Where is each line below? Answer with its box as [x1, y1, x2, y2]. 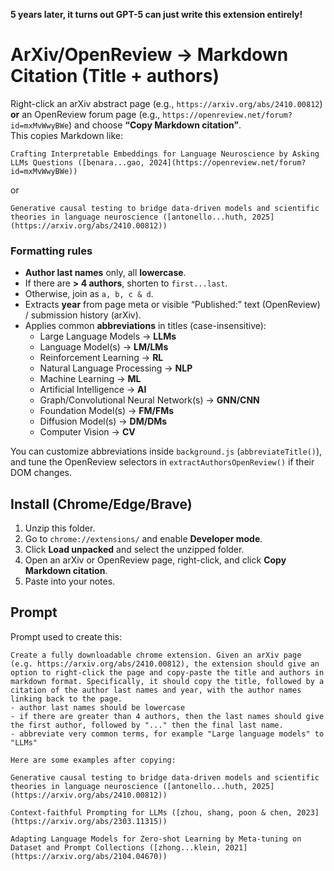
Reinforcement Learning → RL [39, 352, 164, 364]
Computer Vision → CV [39, 426, 136, 438]
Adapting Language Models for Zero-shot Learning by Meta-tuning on [10, 834, 302, 844]
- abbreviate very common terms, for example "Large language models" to [10, 729, 325, 739]
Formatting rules [10, 244, 93, 258]
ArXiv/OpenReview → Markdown [10, 44, 289, 66]
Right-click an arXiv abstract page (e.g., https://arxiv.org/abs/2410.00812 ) [10, 97, 323, 109]
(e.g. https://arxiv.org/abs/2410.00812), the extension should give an [10, 659, 320, 669]
